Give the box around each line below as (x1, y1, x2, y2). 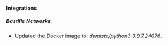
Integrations (6, 5, 37, 12)
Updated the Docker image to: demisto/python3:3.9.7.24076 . (14, 32, 162, 39)
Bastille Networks (6, 18, 51, 25)
